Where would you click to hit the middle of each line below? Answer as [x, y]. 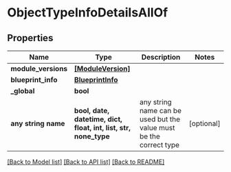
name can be [161, 111]
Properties [30, 38]
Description [161, 57]
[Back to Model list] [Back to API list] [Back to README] [86, 162]
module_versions [39, 69]
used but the [160, 119]
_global [23, 91]
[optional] [205, 123]
